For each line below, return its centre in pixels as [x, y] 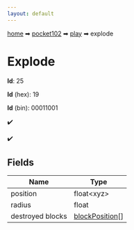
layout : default [31, 14]
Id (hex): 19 [23, 94]
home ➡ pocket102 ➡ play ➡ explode [60, 33]
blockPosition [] [99, 216]
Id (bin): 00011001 [33, 108]
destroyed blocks [39, 216]
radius [21, 205]
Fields [21, 162]
